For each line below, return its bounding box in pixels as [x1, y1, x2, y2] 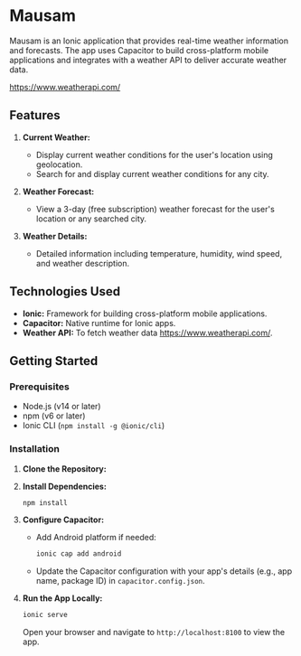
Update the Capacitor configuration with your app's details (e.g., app [35, 566, 292, 576]
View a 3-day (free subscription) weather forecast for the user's [35, 203, 276, 214]
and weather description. [35, 258, 129, 268]
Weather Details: [22, 230, 88, 241]
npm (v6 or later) [22, 410, 86, 421]
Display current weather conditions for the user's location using [35, 149, 274, 160]
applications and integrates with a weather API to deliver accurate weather [9, 54, 287, 65]
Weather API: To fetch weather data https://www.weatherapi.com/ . [22, 327, 273, 338]
